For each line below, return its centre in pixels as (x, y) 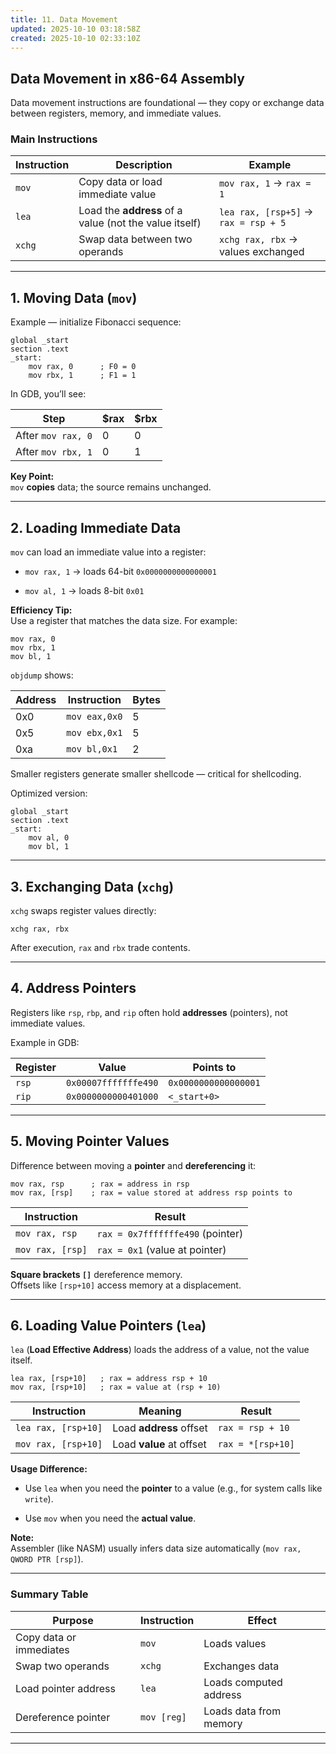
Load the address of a (130, 211)
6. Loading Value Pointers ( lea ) (108, 1325)
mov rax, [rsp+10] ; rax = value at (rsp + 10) (116, 1387)
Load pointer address (65, 1688)
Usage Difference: (49, 1469)
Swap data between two (135, 239)
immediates (42, 1649)
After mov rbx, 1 (54, 452)
